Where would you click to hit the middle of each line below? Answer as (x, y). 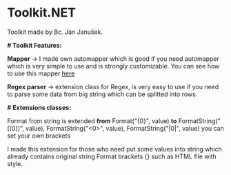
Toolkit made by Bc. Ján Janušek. (55, 32)
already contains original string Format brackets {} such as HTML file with (112, 156)
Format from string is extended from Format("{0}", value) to (92, 121)
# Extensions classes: (39, 107)
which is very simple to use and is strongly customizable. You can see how (113, 66)
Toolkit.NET (41, 13)
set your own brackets (39, 136)
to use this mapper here (41, 73)
